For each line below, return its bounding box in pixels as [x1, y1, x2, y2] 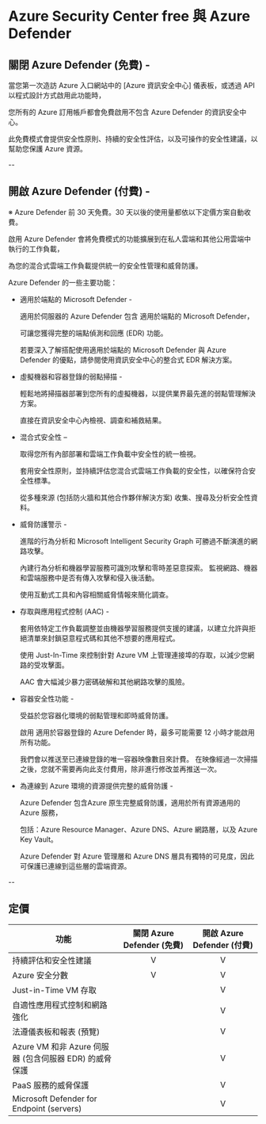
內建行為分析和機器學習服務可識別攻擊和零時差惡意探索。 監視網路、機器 [19, 563, 258, 572]
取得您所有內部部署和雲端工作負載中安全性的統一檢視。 [19, 449, 200, 458]
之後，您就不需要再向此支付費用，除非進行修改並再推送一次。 [19, 764, 222, 774]
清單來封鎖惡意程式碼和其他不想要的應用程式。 [26, 633, 180, 643]
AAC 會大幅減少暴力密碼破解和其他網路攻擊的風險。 [19, 677, 190, 686]
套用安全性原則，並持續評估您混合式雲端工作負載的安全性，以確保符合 [19, 465, 249, 476]
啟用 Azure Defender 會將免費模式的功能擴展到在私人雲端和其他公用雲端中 [8, 234, 252, 243]
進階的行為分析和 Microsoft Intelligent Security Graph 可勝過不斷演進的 [19, 536, 251, 545]
